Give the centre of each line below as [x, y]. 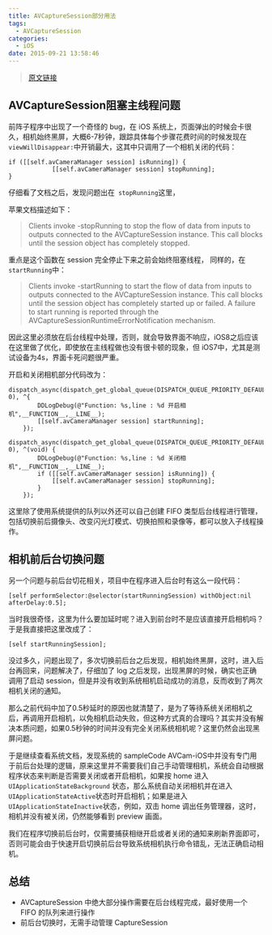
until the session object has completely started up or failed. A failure [142, 303]
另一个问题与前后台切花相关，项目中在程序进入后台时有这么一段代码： [125, 580]
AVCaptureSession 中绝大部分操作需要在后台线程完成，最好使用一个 [134, 903]
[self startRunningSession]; [57, 644]
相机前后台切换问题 [56, 559]
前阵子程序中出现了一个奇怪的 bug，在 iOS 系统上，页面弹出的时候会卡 [127, 126]
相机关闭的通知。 [37, 691]
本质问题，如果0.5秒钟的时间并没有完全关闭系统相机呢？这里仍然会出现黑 [138, 728]
